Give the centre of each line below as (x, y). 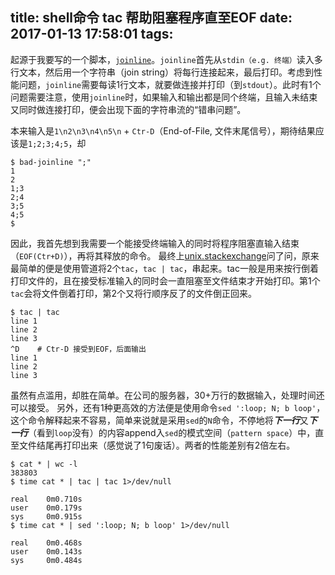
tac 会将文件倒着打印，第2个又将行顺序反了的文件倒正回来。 (134, 293)
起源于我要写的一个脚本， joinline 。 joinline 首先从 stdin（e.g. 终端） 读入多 (166, 59)
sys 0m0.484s (46, 560)
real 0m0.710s (46, 499)
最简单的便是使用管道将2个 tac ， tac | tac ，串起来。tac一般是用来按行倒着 (164, 268)
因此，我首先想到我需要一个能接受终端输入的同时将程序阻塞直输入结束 (155, 243)
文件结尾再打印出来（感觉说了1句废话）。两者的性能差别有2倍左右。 (157, 445)
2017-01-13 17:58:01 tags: (92, 34)
